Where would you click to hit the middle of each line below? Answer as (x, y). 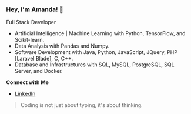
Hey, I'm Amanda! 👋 (35, 9)
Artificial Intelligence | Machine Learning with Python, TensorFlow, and (100, 33)
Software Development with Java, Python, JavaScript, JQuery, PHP (96, 52)
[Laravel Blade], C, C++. (44, 59)
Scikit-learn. (29, 40)
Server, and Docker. (38, 71)
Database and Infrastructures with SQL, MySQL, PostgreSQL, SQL (94, 65)
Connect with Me (27, 82)
